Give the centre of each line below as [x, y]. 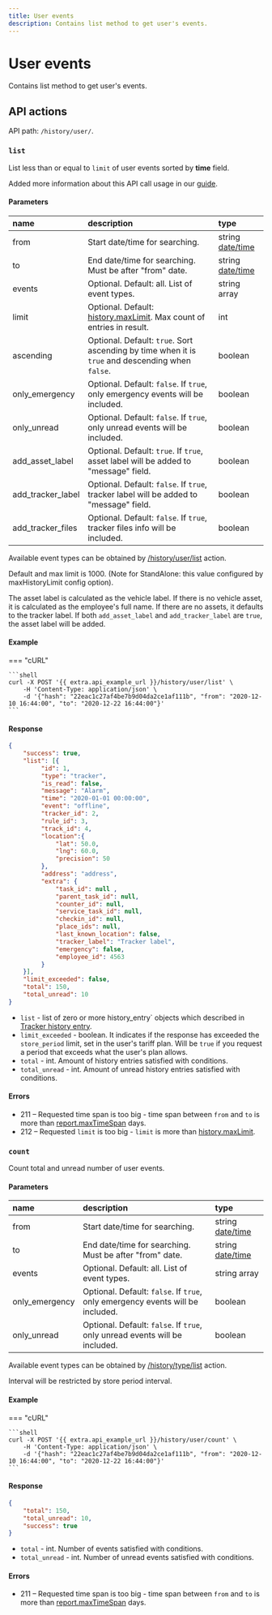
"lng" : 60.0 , [77, 851]
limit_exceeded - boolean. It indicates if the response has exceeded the [140, 1035]
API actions [38, 111]
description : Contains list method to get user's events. [108, 24]
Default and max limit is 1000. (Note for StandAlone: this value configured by [136, 573]
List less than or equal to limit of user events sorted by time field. [119, 168]
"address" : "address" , [79, 874]
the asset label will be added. [57, 623]
